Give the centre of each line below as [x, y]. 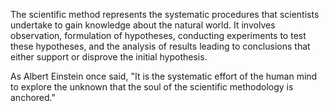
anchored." [33, 97]
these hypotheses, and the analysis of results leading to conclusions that [160, 46]
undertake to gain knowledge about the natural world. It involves [143, 25]
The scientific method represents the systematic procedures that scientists [165, 14]
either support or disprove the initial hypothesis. [109, 57]
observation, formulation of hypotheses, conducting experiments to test [158, 35]
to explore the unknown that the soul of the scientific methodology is [152, 87]
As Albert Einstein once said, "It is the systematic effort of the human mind [164, 76]
